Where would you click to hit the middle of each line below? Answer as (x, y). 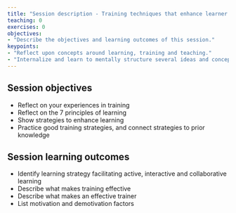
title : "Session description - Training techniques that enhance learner (118, 14)
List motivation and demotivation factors (76, 204)
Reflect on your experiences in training (73, 105)
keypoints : (23, 46)
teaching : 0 (25, 20)
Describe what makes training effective (74, 189)
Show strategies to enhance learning (71, 120)
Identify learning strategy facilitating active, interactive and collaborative (122, 174)
